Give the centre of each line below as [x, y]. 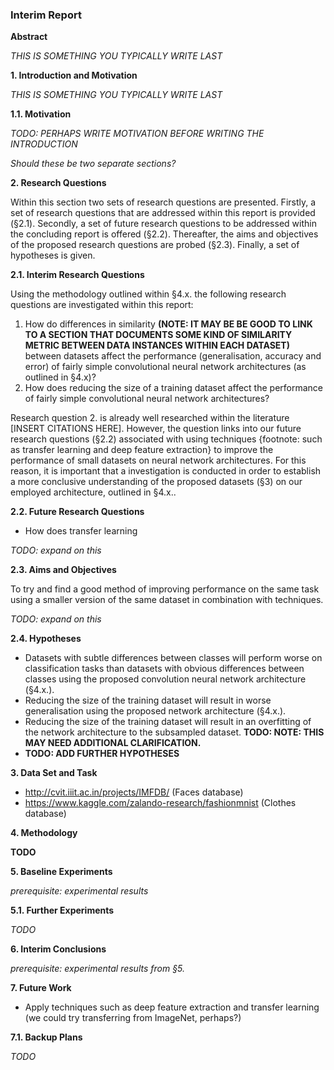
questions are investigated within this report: [102, 305]
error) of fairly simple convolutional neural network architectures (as [165, 367]
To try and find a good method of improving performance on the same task [165, 589]
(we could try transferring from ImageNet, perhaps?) [133, 1018]
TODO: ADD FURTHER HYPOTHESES [102, 754]
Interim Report [46, 15]
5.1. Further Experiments [62, 910]
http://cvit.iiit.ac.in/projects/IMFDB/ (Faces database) [134, 792]
